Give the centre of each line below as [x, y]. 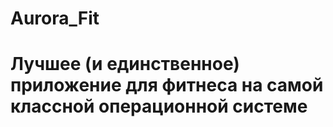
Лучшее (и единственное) [125, 64]
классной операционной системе [159, 106]
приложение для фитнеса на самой [167, 85]
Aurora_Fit [55, 18]
